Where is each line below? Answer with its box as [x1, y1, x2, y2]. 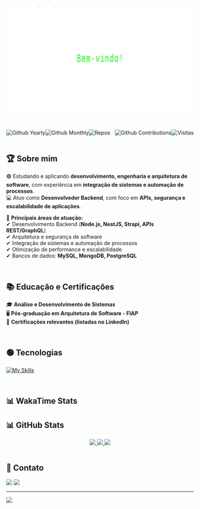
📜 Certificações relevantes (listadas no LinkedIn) [6, 318, 130, 326]
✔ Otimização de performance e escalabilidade [6, 246, 122, 253]
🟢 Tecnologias [6, 348, 62, 358]
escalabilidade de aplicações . [6, 203, 82, 210]
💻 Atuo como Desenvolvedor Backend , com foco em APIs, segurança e [6, 194, 186, 202]
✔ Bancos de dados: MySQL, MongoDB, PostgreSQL [6, 252, 137, 259]
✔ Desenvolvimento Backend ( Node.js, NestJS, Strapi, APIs [6, 221, 154, 228]
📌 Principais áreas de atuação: [6, 214, 83, 222]
